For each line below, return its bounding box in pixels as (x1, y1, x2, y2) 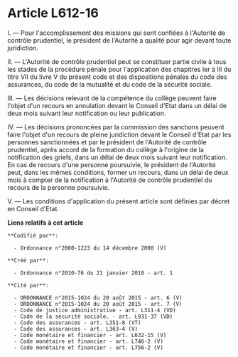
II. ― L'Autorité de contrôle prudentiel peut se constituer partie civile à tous (7, 57, 227, 65)
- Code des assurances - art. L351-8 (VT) (13, 319, 141, 326)
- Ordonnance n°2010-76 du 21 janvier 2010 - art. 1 (13, 269, 173, 277)
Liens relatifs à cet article (7, 218, 84, 227)
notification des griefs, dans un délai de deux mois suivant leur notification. (7, 153, 227, 161)
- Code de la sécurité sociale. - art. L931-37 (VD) (13, 313, 173, 320)
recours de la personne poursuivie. (7, 183, 110, 191)
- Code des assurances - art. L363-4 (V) (13, 325, 139, 332)
